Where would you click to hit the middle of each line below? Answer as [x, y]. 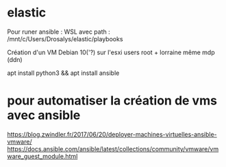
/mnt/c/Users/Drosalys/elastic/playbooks [65, 38]
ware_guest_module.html [42, 156]
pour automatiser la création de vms [112, 101]
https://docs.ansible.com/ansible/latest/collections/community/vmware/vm [113, 148]
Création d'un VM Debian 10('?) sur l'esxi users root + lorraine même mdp [111, 52]
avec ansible [44, 115]
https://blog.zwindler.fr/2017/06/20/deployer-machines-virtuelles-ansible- [112, 134]
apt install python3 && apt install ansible [63, 73]
